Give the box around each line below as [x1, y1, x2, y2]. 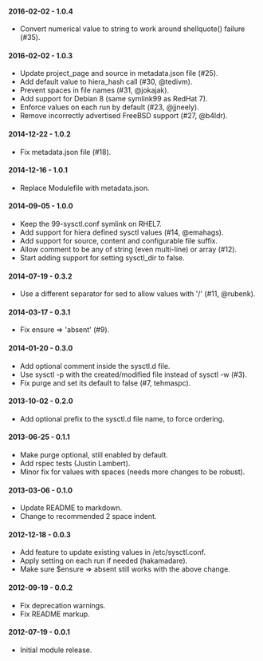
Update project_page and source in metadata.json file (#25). [19, 69, 218, 78]
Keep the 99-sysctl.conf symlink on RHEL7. [19, 220, 162, 229]
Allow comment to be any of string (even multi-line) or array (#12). [19, 244, 237, 255]
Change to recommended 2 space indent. [19, 512, 157, 521]
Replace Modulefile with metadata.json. [19, 183, 150, 192]
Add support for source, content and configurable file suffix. [19, 236, 218, 246]
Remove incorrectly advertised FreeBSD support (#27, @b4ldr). [19, 111, 228, 121]
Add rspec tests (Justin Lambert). [19, 459, 131, 469]
